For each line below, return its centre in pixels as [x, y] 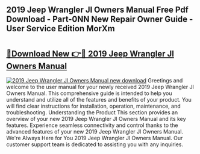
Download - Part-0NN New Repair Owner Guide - [100, 20]
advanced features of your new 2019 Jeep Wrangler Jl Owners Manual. [95, 131]
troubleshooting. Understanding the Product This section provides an [92, 112]
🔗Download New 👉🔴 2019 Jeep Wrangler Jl [90, 54]
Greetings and [165, 80]
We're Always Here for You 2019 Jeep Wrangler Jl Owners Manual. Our [95, 138]
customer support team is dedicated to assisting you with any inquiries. [95, 144]
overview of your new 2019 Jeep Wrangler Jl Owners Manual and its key [96, 119]
